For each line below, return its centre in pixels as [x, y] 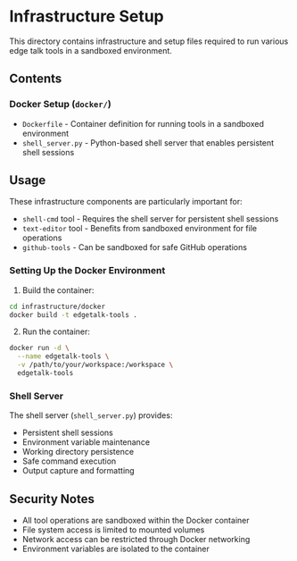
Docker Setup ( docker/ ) [60, 105]
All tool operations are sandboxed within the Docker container [136, 521]
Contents [36, 79]
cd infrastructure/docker [57, 306]
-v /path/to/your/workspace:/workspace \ [95, 365]
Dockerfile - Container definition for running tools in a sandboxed [143, 123]
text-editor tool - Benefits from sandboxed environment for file [139, 229]
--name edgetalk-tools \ [63, 356]
